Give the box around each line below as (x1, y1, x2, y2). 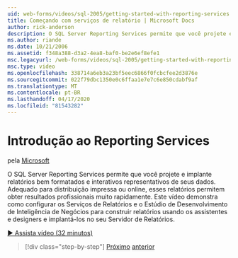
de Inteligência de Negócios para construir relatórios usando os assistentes (7, 207, 228, 216)
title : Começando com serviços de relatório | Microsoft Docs (7, 17, 195, 24)
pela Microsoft (7, 156, 50, 165)
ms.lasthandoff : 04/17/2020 (7, 96, 91, 103)
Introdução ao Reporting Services (7, 133, 210, 149)
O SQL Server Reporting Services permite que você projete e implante (7, 170, 212, 178)
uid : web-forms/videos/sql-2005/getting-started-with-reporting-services (7, 10, 230, 18)
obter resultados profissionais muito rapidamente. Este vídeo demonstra (7, 192, 218, 201)
